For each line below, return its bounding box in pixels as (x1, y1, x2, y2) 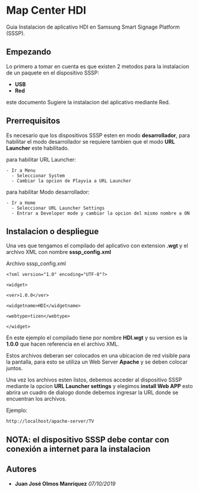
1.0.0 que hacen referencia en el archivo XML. (6, 340, 119, 348)
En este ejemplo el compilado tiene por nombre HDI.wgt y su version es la (6, 334, 188, 342)
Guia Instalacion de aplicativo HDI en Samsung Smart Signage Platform (6, 23, 180, 30)
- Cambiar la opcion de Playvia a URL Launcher (11, 178, 132, 184)
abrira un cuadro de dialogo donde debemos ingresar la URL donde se (6, 389, 179, 396)
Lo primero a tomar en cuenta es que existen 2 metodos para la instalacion (6, 63, 189, 70)
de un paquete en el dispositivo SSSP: (6, 69, 100, 76)
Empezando (6, 47, 52, 57)
